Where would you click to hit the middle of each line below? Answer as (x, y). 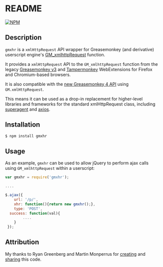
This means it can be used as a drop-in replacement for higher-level (74, 99)
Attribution (22, 242)
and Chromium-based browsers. (38, 75)
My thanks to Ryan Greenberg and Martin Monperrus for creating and (75, 254)
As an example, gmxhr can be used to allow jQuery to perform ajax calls (77, 163)
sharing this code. (23, 259)
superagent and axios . (28, 109)
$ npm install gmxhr (26, 136)
